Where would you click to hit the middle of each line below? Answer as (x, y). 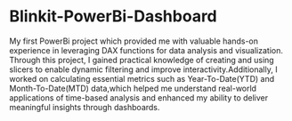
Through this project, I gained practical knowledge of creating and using (142, 60)
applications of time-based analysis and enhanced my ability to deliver (139, 97)
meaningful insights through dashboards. (85, 107)
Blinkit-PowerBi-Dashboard (114, 16)
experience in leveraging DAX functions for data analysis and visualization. (146, 50)
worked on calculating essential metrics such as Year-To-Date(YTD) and (142, 78)
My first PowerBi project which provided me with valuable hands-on (134, 41)
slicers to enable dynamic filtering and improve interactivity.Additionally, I (143, 69)
